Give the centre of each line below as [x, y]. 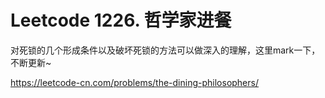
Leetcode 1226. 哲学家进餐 [121, 20]
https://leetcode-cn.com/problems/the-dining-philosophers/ [134, 82]
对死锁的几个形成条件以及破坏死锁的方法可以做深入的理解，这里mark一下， [165, 50]
